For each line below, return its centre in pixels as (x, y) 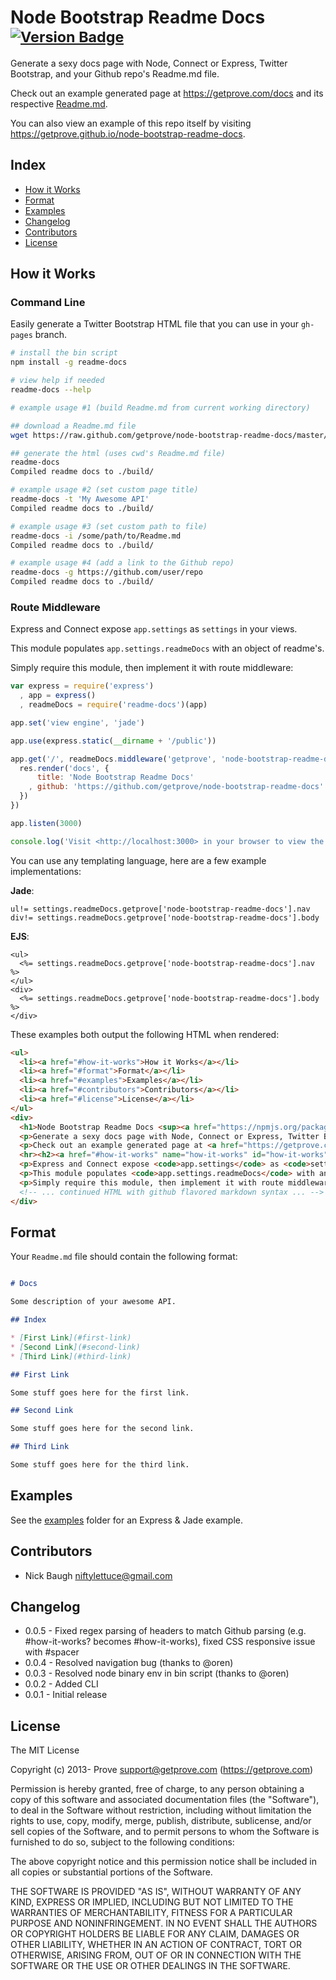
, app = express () (58, 696)
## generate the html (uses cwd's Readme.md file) (118, 453)
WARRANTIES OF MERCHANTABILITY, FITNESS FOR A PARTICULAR (151, 1913)
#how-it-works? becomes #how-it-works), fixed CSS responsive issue (170, 1642)
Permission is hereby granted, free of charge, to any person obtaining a (157, 1789)
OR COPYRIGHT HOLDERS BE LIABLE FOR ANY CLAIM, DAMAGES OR (155, 1934)
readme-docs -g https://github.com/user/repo (106, 572)
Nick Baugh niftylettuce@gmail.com (98, 1575)
